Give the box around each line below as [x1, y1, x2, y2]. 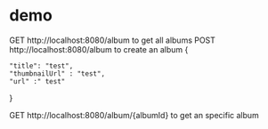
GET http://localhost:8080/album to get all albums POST [9, 35, 216, 45]
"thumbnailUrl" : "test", [9, 69, 105, 78]
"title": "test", [9, 61, 74, 70]
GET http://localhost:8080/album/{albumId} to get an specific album [9, 109, 260, 120]
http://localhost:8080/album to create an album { [9, 44, 189, 54]
